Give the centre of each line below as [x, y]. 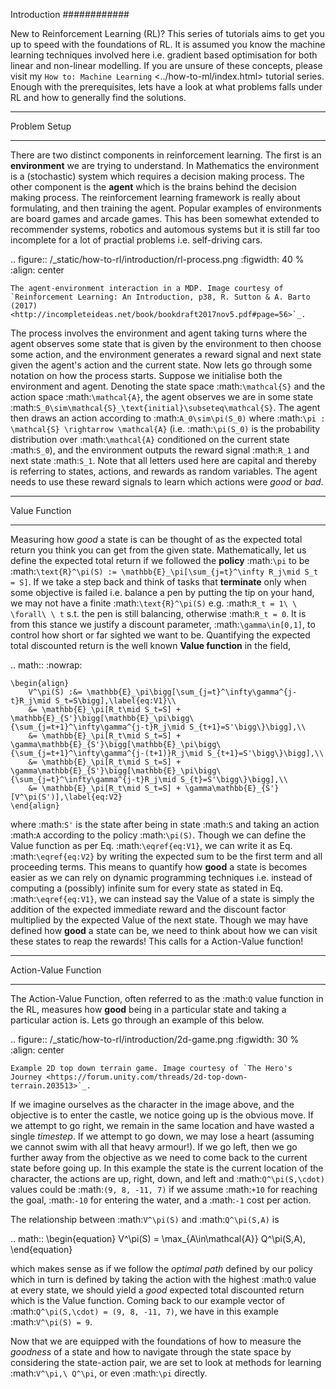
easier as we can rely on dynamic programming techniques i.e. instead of [161, 877]
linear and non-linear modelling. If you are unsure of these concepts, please [166, 65]
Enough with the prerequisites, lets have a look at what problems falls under [166, 87]
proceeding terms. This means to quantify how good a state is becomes [159, 867]
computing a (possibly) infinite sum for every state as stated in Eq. [147, 888]
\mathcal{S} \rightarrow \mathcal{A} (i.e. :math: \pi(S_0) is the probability [165, 428]
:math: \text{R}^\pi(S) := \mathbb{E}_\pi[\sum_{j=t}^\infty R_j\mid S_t [164, 571]
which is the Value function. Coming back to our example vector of [147, 1300]
